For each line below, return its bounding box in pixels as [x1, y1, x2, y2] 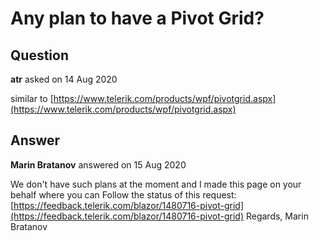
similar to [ [10, 93, 54, 104]
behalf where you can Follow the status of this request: [10, 188, 237, 201]
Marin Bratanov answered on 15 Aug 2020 [10, 158, 187, 171]
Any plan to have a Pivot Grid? [10, 7, 265, 30]
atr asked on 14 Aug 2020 [10, 73, 118, 85]
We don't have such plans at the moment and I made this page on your [10, 178, 302, 190]
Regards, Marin [245, 210, 309, 222]
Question [10, 47, 69, 64]
